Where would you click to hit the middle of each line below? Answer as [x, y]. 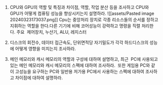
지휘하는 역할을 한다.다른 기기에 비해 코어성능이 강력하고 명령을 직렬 [75, 26]
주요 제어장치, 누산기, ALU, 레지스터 [52, 32]
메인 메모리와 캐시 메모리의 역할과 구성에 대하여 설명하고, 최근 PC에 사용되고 [84, 59]
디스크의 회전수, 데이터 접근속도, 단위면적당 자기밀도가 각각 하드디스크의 [79, 42]
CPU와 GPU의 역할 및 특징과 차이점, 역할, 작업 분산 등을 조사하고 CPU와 [79, 7]
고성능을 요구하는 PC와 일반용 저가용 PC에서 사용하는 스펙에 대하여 [80, 71]
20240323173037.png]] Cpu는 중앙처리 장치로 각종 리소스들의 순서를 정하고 [84, 20]
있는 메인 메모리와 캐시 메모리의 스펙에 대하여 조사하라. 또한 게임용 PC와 [80, 65]
